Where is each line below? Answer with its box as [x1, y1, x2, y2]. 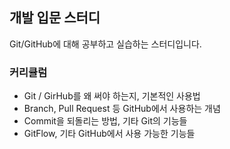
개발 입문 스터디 [9, 9, 101, 27]
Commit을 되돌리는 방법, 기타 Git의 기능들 [23, 115, 188, 127]
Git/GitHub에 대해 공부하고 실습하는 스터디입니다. [9, 38, 202, 50]
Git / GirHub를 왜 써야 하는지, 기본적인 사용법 [23, 90, 201, 102]
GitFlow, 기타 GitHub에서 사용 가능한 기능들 [23, 128, 196, 140]
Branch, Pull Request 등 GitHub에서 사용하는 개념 [23, 103, 221, 115]
